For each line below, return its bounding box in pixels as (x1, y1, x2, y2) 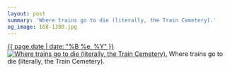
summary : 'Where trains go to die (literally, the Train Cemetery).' (7, 17, 217, 24)
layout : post (7, 10, 46, 17)
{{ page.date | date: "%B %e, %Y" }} (7, 43, 115, 51)
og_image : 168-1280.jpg (7, 23, 78, 30)
